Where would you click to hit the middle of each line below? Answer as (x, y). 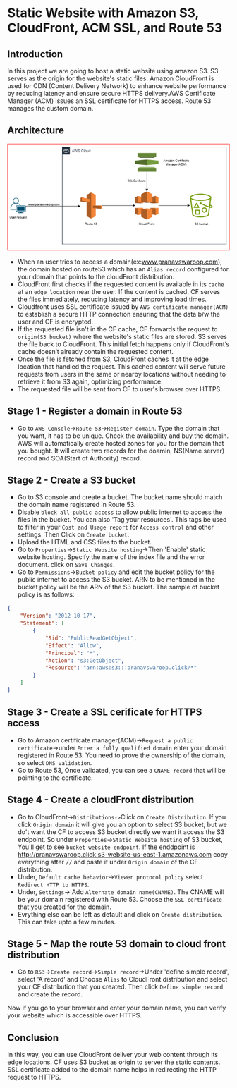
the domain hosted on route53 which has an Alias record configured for (123, 269)
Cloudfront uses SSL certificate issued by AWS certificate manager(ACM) (123, 306)
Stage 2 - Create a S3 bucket (72, 481)
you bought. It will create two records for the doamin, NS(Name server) (121, 451)
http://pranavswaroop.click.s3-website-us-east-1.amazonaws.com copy (122, 854)
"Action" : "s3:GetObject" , (85, 661)
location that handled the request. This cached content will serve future (121, 366)
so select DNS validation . (55, 762)
